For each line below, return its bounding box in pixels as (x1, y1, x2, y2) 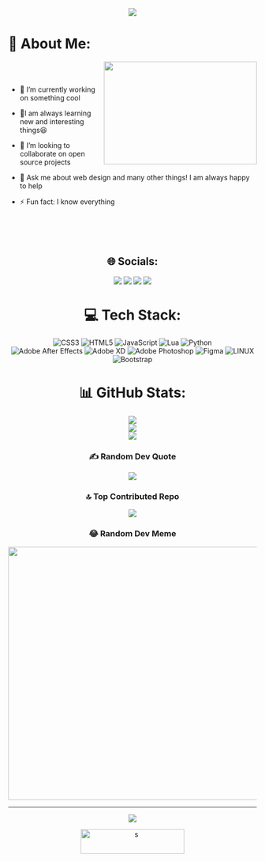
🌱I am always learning (19, 108, 91, 118)
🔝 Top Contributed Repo (85, 490, 180, 501)
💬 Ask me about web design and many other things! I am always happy (19, 172, 250, 182)
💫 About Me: (8, 35, 91, 53)
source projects (19, 157, 71, 167)
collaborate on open (19, 149, 85, 158)
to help (19, 181, 43, 191)
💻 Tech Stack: (84, 306, 181, 323)
